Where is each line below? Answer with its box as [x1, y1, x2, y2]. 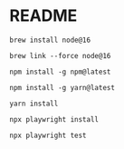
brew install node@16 [9, 35, 91, 45]
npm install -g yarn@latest [9, 83, 116, 92]
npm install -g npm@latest [9, 67, 111, 76]
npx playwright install [9, 114, 100, 124]
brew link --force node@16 [9, 51, 111, 60]
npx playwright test [9, 131, 88, 140]
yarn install [9, 99, 59, 108]
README [9, 5, 78, 26]
